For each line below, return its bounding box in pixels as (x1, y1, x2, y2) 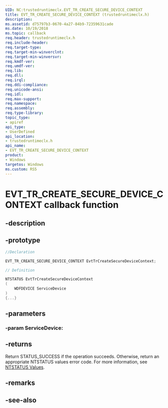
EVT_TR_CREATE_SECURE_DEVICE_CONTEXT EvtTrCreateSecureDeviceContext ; (5, 258, 156, 263)
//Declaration (5, 249, 35, 254)
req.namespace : (5, 101, 37, 106)
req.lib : (5, 69, 24, 74)
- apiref (5, 119, 24, 125)
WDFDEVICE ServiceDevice (14, 286, 66, 291)
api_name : (5, 143, 26, 149)
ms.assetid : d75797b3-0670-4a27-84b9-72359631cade (5, 21, 114, 27)
